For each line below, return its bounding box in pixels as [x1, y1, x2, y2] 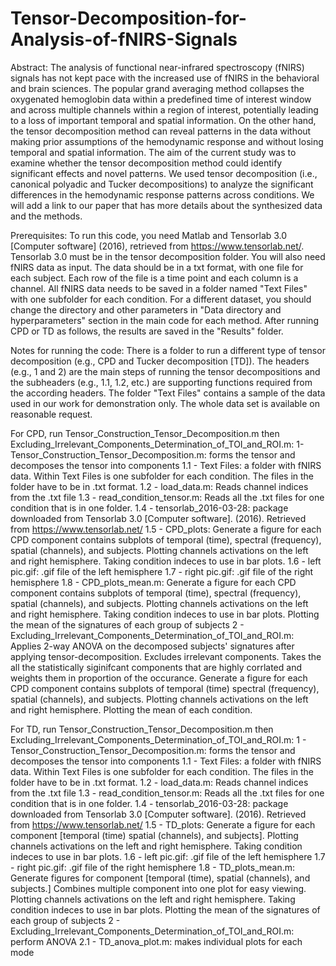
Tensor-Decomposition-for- [10, 7, 247, 30]
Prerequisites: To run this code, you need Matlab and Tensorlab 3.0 [10, 229, 288, 241]
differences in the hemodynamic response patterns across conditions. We [10, 188, 315, 201]
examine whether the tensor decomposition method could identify [10, 157, 283, 169]
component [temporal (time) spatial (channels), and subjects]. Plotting [10, 829, 299, 841]
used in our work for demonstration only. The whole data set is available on [10, 397, 320, 409]
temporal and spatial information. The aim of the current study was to [10, 146, 297, 158]
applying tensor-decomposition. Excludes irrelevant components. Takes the [10, 650, 322, 662]
